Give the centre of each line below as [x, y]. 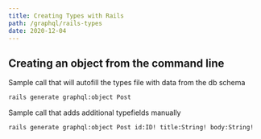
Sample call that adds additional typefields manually [95, 112]
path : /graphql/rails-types [56, 23]
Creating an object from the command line [116, 63]
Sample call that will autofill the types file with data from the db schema [127, 83]
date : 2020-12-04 [37, 31]
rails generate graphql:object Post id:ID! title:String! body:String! [131, 128]
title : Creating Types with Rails [66, 16]
